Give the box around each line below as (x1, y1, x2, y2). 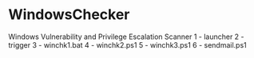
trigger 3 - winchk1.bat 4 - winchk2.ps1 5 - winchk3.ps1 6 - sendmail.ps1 (8, 40, 248, 49)
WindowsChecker (8, 6, 130, 24)
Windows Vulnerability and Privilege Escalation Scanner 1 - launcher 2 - (8, 32, 245, 41)
